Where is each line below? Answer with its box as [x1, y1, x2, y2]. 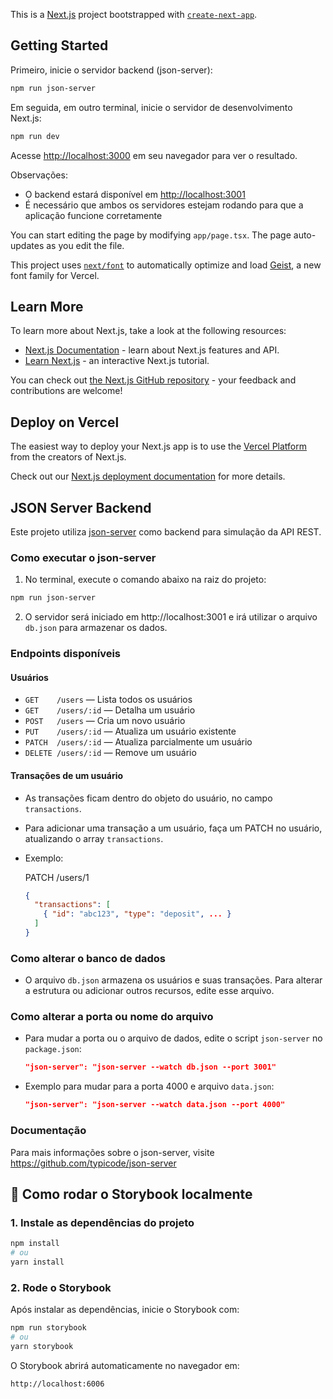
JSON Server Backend [10, 499, 152, 516]
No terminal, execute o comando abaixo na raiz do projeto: [24, 574, 267, 586]
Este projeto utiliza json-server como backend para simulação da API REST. [10, 526, 322, 538]
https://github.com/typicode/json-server [10, 1157, 177, 1169]
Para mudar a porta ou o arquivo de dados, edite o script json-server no [24, 1032, 323, 1044]
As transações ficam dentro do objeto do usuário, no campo [24, 792, 273, 804]
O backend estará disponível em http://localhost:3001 [24, 188, 246, 200]
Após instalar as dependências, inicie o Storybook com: [10, 1304, 240, 1316]
